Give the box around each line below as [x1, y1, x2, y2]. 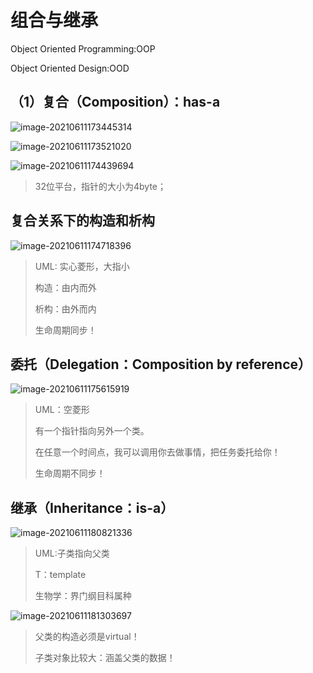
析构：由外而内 [34, 302, 97, 315]
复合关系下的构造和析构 [10, 212, 155, 230]
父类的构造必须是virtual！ [34, 631, 140, 643]
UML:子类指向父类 [34, 547, 110, 560]
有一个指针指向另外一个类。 [34, 425, 150, 437]
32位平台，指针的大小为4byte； [34, 180, 167, 192]
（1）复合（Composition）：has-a [10, 94, 221, 111]
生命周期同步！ [34, 324, 97, 336]
